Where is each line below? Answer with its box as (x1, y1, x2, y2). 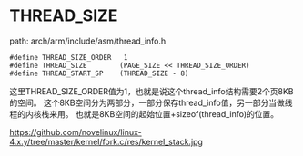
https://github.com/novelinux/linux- (9, 126, 143, 137)
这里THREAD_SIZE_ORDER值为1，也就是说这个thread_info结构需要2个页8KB (9, 85, 294, 96)
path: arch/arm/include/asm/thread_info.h (9, 35, 167, 46)
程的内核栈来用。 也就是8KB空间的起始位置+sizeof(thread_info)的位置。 (9, 108, 279, 119)
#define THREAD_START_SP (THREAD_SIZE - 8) (9, 69, 189, 78)
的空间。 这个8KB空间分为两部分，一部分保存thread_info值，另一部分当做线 (9, 97, 293, 108)
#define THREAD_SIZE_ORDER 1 (9, 53, 128, 62)
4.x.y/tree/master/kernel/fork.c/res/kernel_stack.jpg (9, 136, 203, 147)
